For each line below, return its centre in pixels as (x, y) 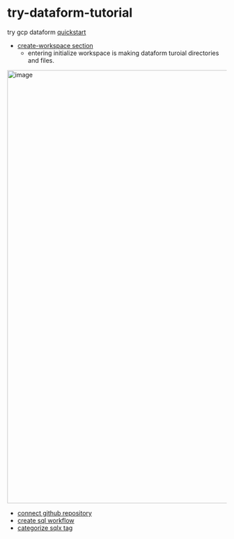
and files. (41, 60)
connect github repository (55, 513)
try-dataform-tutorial (70, 13)
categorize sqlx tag (45, 528)
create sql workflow (46, 520)
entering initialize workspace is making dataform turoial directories (123, 53)
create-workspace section (55, 45)
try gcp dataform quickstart (47, 32)
